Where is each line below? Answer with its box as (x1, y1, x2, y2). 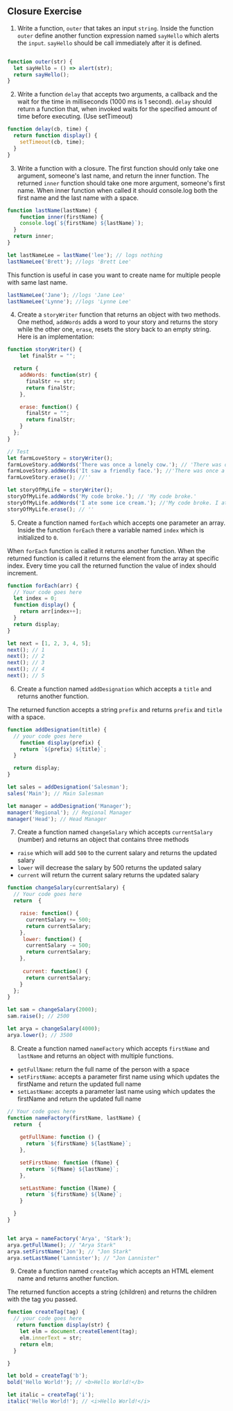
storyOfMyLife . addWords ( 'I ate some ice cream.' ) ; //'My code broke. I (7, 499, 218, 506)
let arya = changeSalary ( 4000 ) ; (7, 1025, 101, 1033)
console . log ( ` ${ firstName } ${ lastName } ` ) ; (19, 220, 144, 227)
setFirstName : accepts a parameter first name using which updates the (17, 1072, 220, 1081)
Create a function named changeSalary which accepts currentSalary (17, 828, 213, 836)
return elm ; (19, 1341, 54, 1348)
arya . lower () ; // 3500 (7, 1031, 73, 1038)
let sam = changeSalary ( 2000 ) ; (7, 1006, 98, 1013)
